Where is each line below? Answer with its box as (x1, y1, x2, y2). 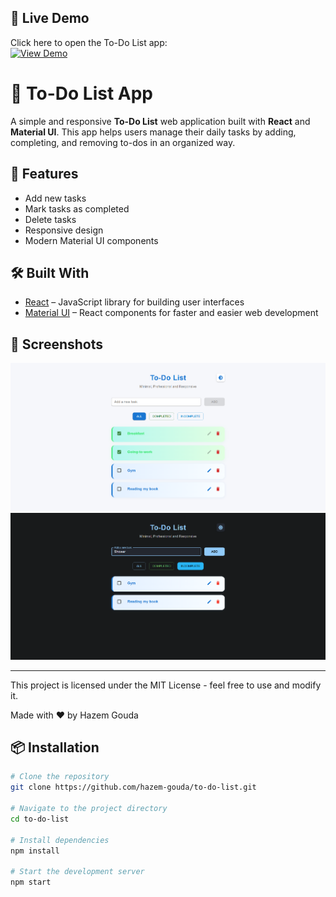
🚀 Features (10, 166, 79, 183)
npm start (10, 877, 52, 888)
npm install (10, 846, 60, 856)
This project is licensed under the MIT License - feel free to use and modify (10, 679, 322, 691)
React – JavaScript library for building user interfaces (24, 296, 245, 308)
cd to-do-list (10, 814, 70, 824)
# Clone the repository (10, 772, 110, 782)
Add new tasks (24, 192, 87, 204)
